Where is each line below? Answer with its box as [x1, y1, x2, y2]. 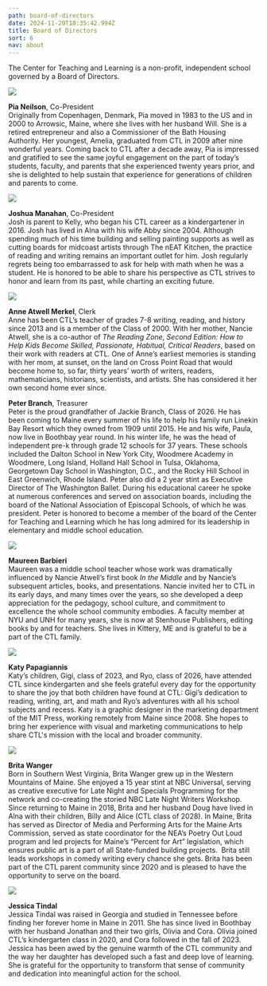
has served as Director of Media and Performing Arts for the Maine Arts [8, 820, 242, 830]
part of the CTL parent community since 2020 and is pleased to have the [8, 862, 247, 872]
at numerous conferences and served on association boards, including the [8, 492, 252, 501]
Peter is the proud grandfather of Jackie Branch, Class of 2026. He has [8, 407, 242, 417]
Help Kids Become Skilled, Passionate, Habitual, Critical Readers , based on [8, 340, 256, 351]
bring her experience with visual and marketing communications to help [8, 722, 243, 732]
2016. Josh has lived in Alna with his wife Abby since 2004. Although [8, 226, 234, 235]
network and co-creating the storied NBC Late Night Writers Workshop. [8, 795, 242, 804]
